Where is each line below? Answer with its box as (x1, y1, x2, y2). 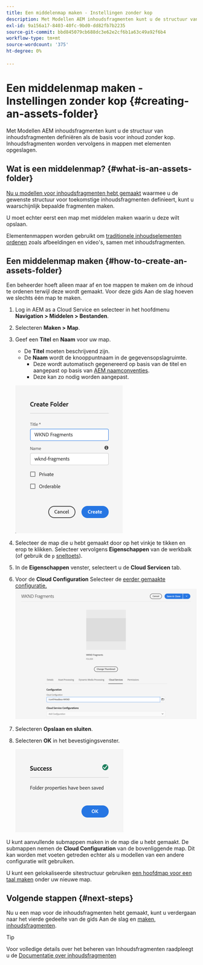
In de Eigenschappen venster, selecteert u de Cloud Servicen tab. (14, 564, 181, 571)
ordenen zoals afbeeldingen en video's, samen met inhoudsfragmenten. (6, 238, 185, 246)
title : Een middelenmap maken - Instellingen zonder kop (6, 10, 153, 16)
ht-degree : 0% (6, 48, 42, 54)
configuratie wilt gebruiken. (6, 857, 75, 865)
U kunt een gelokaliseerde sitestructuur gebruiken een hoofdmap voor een (6, 869, 192, 877)
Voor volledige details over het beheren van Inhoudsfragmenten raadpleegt (6, 946, 193, 953)
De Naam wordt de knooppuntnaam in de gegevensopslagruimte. (24, 354, 187, 361)
